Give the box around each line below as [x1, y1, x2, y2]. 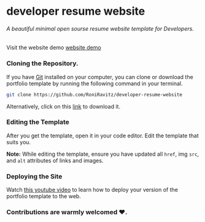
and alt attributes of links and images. [6, 156, 104, 164]
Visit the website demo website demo [6, 44, 101, 52]
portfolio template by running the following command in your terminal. [6, 80, 183, 87]
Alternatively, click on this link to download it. [6, 102, 121, 110]
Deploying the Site [6, 172, 63, 180]
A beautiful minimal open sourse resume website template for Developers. [6, 25, 195, 32]
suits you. [6, 138, 31, 145]
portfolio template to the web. [6, 193, 81, 200]
